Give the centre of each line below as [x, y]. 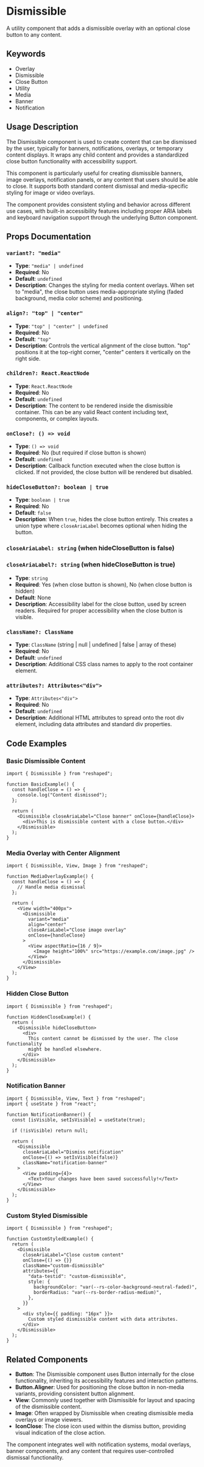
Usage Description [42, 127]
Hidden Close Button [37, 993]
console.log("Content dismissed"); [62, 795]
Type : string [31, 578]
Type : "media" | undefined [49, 266]
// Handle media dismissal [51, 887]
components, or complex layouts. [57, 418]
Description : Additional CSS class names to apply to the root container [104, 664]
